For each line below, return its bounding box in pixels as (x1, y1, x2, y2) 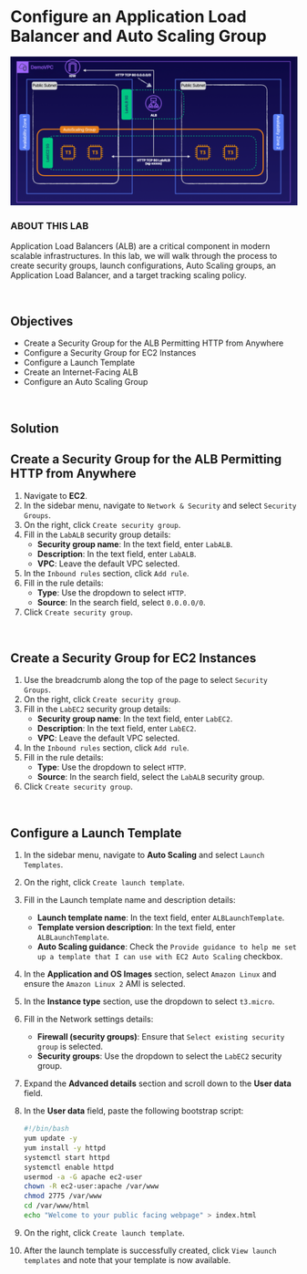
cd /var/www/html (23, 1201, 90, 1210)
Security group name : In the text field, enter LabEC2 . (36, 713, 233, 724)
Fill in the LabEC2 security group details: (23, 704, 171, 715)
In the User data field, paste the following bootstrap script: (23, 1105, 244, 1116)
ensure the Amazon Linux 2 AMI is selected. (23, 979, 186, 989)
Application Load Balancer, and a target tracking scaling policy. (10, 269, 247, 280)
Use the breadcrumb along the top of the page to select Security (23, 675, 268, 686)
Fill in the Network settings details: (23, 1014, 154, 1025)
